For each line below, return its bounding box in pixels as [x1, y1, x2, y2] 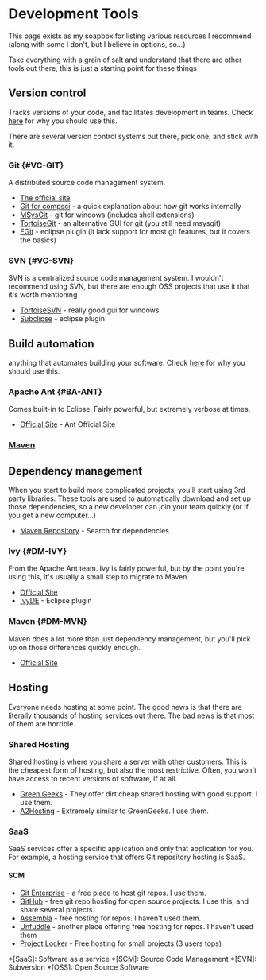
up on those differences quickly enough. [8, 642, 141, 652]
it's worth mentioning [8, 290, 78, 300]
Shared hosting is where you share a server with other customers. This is [8, 757, 248, 766]
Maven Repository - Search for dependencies [19, 526, 169, 536]
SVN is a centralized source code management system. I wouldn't [8, 273, 224, 283]
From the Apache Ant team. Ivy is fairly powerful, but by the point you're [8, 564, 245, 573]
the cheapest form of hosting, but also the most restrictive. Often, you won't [8, 765, 256, 775]
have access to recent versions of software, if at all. [8, 773, 177, 783]
